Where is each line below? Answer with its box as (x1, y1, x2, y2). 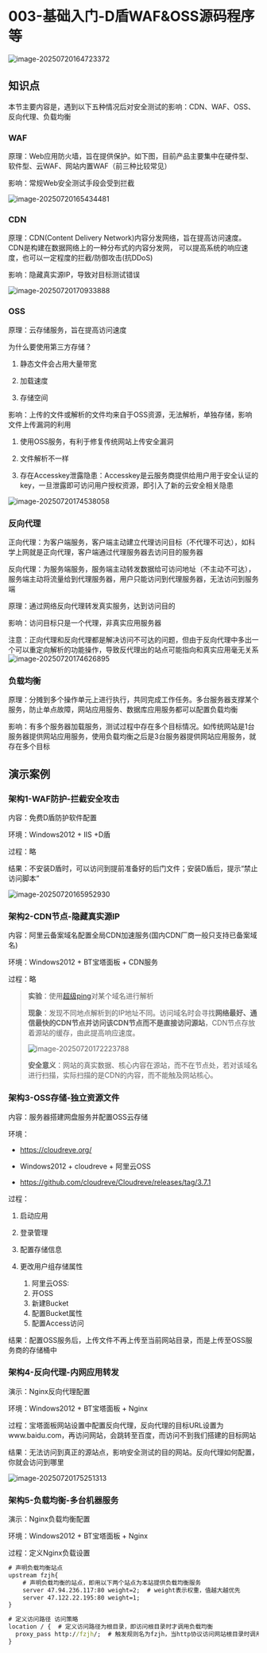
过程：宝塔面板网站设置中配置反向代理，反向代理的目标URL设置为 (8, 1420, 224, 1430)
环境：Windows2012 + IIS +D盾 (8, 830, 111, 839)
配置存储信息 (19, 1244, 62, 1254)
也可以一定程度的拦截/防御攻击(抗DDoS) (21, 253, 153, 263)
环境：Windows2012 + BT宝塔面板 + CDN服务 (8, 957, 159, 967)
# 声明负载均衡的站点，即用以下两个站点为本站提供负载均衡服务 (22, 1579, 201, 1587)
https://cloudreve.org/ (19, 1145, 92, 1154)
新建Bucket (31, 1298, 69, 1308)
